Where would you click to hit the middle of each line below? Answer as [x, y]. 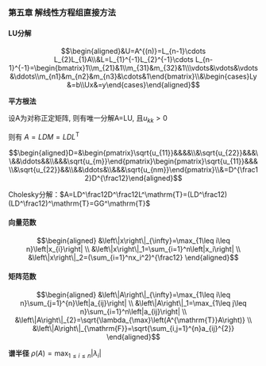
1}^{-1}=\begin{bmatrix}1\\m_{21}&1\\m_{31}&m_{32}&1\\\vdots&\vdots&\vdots [133, 68]
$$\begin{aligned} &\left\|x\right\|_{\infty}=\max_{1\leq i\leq [133, 241]
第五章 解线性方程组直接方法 [62, 12]
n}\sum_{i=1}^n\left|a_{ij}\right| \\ [133, 311]
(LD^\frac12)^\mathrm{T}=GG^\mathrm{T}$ [79, 203]
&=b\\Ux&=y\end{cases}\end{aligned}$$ [133, 85]
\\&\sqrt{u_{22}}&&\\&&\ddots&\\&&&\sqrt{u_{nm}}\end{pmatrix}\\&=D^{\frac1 [133, 169]
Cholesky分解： [34, 194]
